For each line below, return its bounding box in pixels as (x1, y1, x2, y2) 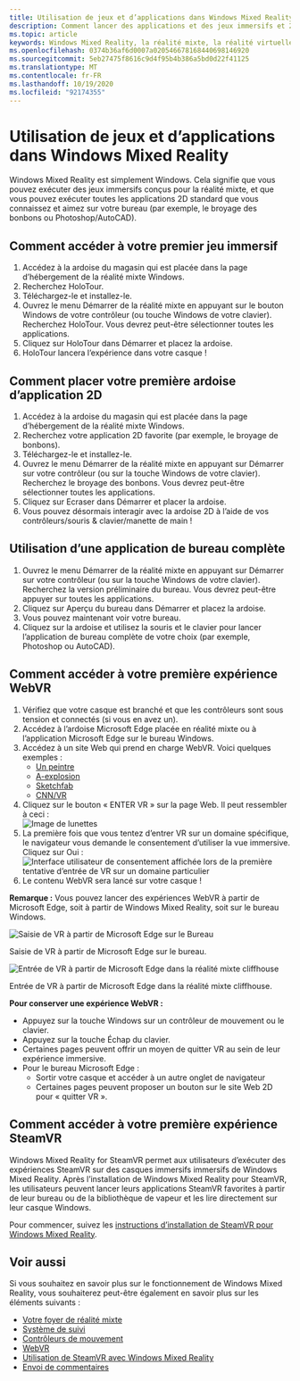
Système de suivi (21, 1324, 86, 1335)
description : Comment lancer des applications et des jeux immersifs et (9, 21, 286, 30)
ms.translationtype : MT (9, 63, 98, 72)
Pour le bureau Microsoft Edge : (21, 1062, 140, 1073)
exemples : (21, 752, 62, 762)
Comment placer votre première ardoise (9, 373, 237, 388)
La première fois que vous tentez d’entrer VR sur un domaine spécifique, (21, 828, 289, 838)
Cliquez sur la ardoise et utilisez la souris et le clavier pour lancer (21, 621, 262, 632)
